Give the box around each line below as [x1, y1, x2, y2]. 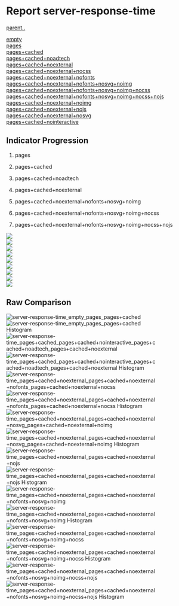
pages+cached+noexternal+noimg [6, 99, 92, 106]
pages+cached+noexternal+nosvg [6, 112, 91, 119]
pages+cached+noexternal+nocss [6, 67, 91, 74]
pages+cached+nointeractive [6, 118, 79, 125]
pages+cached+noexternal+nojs [6, 105, 87, 112]
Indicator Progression [6, 136, 89, 146]
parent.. [6, 24, 26, 31]
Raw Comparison [6, 297, 72, 307]
